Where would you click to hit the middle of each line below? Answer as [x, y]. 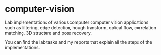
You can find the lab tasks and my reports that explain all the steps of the [79, 42]
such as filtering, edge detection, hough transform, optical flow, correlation [81, 27]
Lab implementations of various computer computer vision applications [77, 22]
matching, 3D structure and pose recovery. [48, 33]
